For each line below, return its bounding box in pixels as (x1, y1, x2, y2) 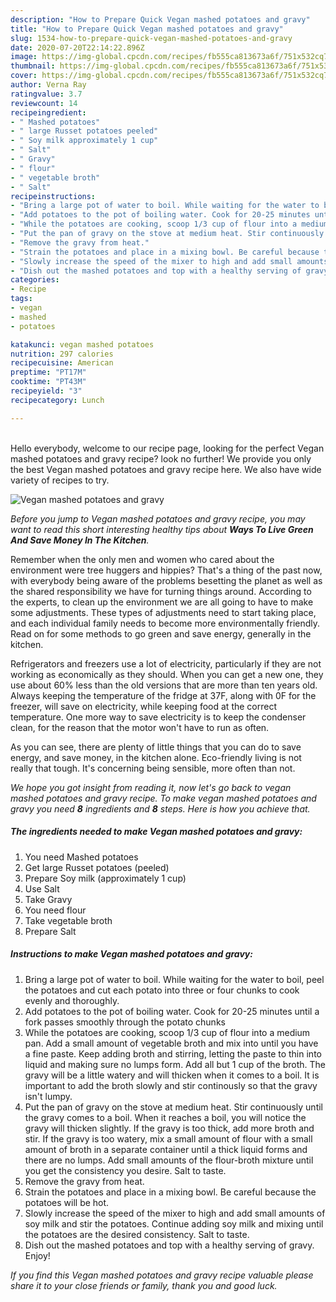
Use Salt (24, 882, 60, 895)
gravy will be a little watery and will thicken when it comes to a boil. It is (24, 1069, 320, 1081)
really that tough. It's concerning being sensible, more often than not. (10, 762, 296, 774)
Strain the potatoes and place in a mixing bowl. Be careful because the (24, 1186, 317, 1198)
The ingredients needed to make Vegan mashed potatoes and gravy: (10, 826, 303, 838)
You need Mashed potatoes (24, 851, 139, 863)
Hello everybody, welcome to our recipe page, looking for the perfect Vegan (10, 442, 325, 454)
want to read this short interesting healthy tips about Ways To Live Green (10, 523, 314, 535)
